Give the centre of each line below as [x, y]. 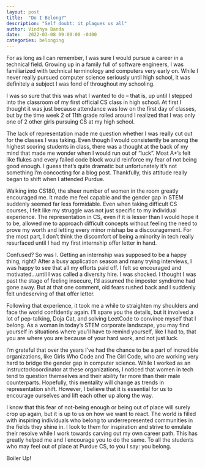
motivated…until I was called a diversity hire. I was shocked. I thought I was [101, 274]
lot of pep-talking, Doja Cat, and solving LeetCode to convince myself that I [101, 318]
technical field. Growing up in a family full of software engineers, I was [95, 64]
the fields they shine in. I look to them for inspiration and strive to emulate [99, 427]
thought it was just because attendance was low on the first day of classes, [101, 109]
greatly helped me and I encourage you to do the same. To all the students [100, 440]
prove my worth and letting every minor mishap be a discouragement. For [99, 230]
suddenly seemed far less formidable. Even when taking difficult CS [92, 204]
